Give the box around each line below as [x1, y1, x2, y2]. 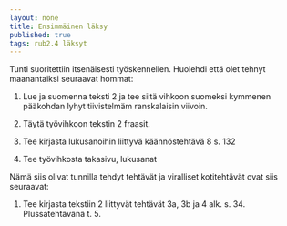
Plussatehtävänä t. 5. [22, 209, 102, 220]
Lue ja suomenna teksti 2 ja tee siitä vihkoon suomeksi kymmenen [22, 91, 272, 102]
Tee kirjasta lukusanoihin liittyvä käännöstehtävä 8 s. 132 [22, 136, 236, 147]
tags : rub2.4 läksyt [9, 38, 88, 48]
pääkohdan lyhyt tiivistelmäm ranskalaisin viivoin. [22, 101, 208, 112]
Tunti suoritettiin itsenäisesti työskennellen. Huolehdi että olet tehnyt [9, 64, 266, 75]
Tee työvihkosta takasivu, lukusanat [22, 154, 158, 165]
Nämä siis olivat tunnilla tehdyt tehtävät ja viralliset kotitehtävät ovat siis [9, 171, 278, 182]
